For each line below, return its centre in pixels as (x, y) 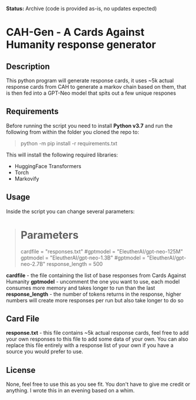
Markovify (27, 178)
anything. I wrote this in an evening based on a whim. (70, 391)
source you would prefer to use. (45, 352)
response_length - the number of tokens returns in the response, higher (94, 294)
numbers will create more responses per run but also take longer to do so (95, 300)
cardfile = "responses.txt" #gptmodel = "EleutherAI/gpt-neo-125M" (102, 251)
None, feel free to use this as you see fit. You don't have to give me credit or (98, 384)
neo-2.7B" (33, 264)
